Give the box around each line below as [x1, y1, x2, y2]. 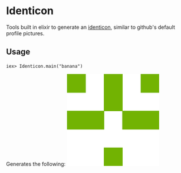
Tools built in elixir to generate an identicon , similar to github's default [6, 24, 175, 31]
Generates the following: [6, 160, 66, 167]
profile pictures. [6, 29, 45, 36]
